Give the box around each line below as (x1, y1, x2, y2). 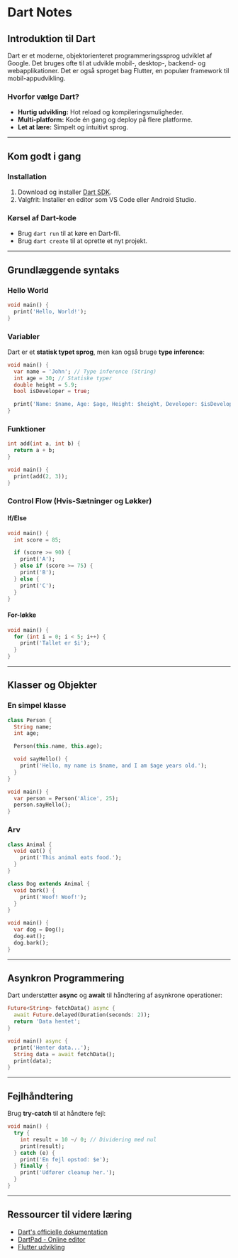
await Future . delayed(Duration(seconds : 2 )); (13, 1011, 151, 1018)
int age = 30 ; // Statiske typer (13, 375, 113, 382)
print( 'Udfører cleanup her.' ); (20, 1169, 115, 1176)
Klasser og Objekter (7, 679, 98, 692)
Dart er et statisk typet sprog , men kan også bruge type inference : (7, 348, 205, 356)
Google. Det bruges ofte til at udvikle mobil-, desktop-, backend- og (7, 59, 206, 68)
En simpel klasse (7, 701, 67, 711)
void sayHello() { (13, 756, 69, 763)
